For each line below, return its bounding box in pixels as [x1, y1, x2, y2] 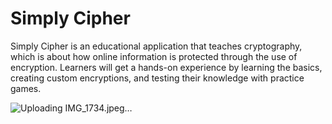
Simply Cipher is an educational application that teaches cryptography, [10, 40, 303, 52]
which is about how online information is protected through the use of [10, 50, 298, 62]
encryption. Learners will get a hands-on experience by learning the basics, [10, 61, 323, 73]
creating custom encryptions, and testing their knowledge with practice [10, 72, 305, 84]
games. [10, 82, 42, 94]
